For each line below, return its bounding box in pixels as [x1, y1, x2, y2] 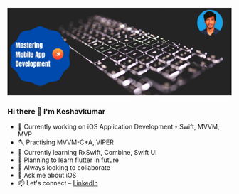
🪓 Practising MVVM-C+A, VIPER [17, 138, 115, 146]
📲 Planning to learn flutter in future [17, 156, 119, 164]
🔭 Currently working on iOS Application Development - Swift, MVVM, [17, 122, 220, 131]
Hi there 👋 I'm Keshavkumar [7, 106, 105, 116]
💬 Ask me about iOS [17, 171, 77, 180]
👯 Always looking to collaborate [17, 163, 110, 172]
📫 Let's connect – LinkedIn [17, 179, 98, 188]
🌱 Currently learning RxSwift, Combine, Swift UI [17, 149, 157, 157]
